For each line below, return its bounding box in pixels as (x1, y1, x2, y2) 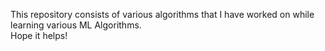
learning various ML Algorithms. (10, 19, 142, 31)
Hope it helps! (10, 30, 68, 41)
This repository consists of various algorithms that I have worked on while (10, 9, 315, 20)
